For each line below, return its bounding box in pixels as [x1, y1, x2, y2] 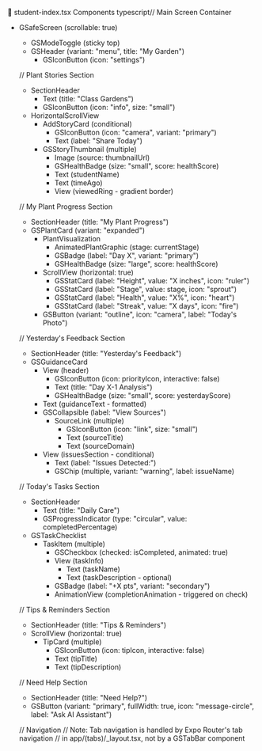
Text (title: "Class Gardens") [42, 94, 134, 103]
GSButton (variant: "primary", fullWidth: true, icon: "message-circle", [30, 701, 255, 711]
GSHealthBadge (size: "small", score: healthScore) [54, 161, 219, 170]
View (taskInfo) [54, 556, 104, 565]
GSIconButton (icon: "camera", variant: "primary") [54, 127, 217, 137]
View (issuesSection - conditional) [42, 449, 155, 459]
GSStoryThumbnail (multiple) [42, 145, 138, 154]
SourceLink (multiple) [54, 416, 124, 425]
